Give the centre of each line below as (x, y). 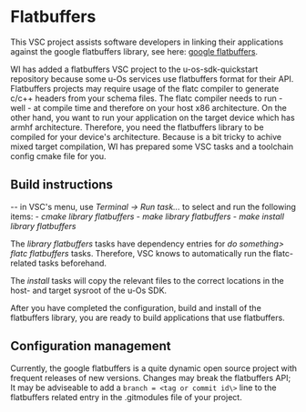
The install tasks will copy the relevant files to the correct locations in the (148, 280)
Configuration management (91, 346)
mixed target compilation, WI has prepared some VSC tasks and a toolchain (152, 146)
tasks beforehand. (73, 263)
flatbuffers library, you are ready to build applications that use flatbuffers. (148, 317)
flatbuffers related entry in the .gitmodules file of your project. (126, 397)
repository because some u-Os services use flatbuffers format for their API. (152, 78)
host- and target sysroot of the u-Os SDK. (89, 290)
